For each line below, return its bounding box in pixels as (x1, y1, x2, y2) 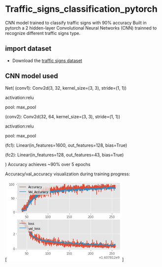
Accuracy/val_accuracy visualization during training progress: (5, 171, 130, 177)
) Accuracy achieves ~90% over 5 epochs (5, 161, 91, 167)
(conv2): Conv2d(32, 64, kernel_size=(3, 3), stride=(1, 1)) (5, 113, 121, 119)
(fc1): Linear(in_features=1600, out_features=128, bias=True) (5, 142, 128, 148)
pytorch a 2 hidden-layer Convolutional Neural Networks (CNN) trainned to (5, 25, 157, 31)
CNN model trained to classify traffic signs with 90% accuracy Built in (5, 20, 147, 26)
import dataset (5, 44, 52, 53)
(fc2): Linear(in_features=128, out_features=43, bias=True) (5, 152, 124, 158)
